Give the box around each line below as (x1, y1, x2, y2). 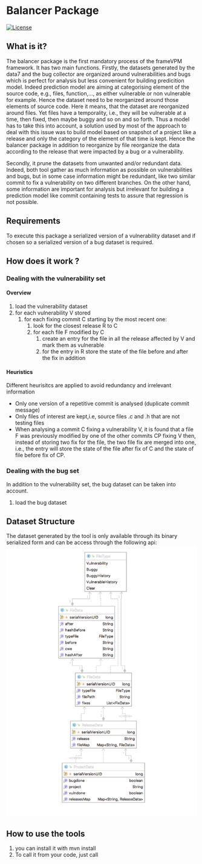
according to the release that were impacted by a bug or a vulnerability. (6, 148, 184, 155)
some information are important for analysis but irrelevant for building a (6, 185, 184, 192)
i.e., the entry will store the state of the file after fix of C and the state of (15, 445, 194, 452)
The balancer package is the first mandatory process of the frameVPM (6, 57, 183, 64)
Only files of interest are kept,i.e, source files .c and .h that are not (15, 413, 180, 420)
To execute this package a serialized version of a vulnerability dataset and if (6, 232, 196, 239)
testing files (15, 420, 45, 427)
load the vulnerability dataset (15, 303, 88, 310)
